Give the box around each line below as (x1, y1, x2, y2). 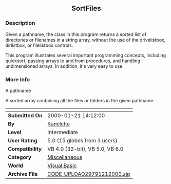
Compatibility (8, 145, 42, 152)
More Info (5, 76, 30, 83)
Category (8, 154, 32, 161)
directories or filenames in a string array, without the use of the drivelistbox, (5, 36, 166, 43)
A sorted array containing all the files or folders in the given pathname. (5, 97, 155, 103)
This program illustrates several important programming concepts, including (5, 52, 166, 58)
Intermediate (47, 128, 78, 136)
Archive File (8, 170, 38, 177)
